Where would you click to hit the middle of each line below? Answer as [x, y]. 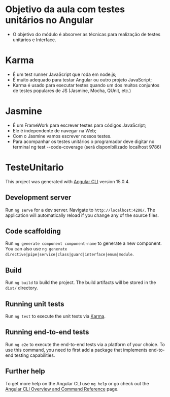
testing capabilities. [35, 355]
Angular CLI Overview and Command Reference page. [62, 389]
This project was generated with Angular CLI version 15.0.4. [67, 181]
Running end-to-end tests [47, 332]
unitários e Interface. [35, 40]
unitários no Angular [49, 20]
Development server [38, 198]
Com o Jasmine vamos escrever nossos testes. [62, 136]
